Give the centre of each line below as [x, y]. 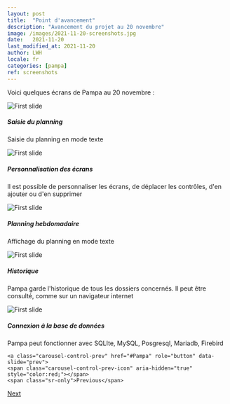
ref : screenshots [33, 72]
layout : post [26, 14]
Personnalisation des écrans [50, 169]
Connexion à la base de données [56, 326]
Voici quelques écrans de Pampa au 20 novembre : [81, 92]
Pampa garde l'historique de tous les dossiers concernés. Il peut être [107, 288]
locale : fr [23, 60]
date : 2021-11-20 [36, 40]
